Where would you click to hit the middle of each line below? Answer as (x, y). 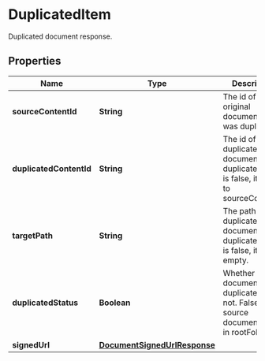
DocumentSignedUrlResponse (157, 344)
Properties (35, 61)
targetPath (33, 236)
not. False (241, 303)
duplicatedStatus (45, 303)
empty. (236, 260)
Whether (239, 273)
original (237, 106)
